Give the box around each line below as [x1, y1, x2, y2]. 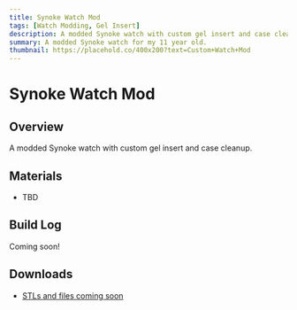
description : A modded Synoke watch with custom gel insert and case [9, 29, 271, 38]
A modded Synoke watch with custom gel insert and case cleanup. [9, 143, 253, 153]
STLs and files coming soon [21, 290, 124, 301]
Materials [9, 168, 63, 183]
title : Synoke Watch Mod [9, 12, 101, 22]
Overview [9, 119, 65, 134]
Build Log [9, 218, 62, 233]
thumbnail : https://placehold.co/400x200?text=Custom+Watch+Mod [9, 46, 251, 55]
